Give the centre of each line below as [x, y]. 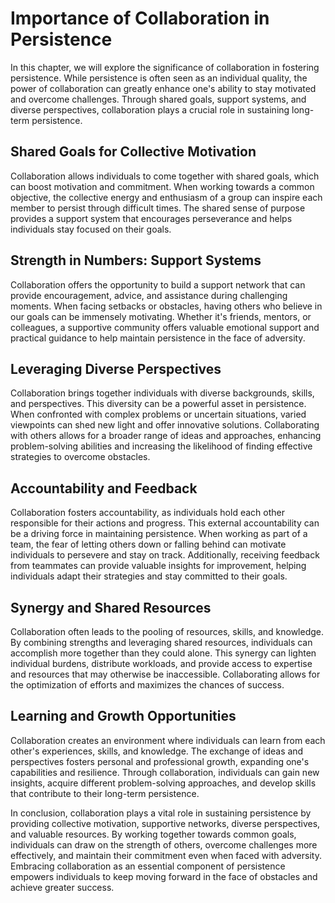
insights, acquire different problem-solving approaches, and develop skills [163, 783]
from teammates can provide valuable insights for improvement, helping [158, 566]
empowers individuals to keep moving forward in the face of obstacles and [164, 876]
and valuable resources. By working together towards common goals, [153, 834]
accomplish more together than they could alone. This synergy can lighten [163, 653]
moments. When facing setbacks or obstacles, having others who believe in [166, 306]
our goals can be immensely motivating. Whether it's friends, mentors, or [161, 316]
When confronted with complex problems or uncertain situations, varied [158, 414]
